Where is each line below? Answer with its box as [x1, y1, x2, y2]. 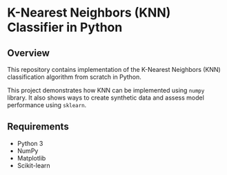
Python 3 [17, 139, 43, 147]
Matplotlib [17, 154, 46, 162]
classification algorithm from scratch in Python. [7, 73, 141, 81]
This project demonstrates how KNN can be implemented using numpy [7, 86, 205, 94]
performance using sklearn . [7, 101, 87, 109]
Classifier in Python [7, 19, 123, 35]
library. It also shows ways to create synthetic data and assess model [7, 93, 205, 102]
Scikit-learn [17, 161, 50, 169]
